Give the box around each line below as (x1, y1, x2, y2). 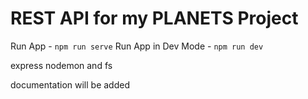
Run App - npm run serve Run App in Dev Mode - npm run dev (10, 40, 264, 52)
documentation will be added (10, 78, 131, 91)
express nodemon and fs (10, 59, 113, 71)
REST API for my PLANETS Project (10, 7, 299, 30)
